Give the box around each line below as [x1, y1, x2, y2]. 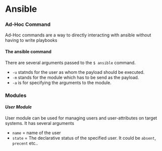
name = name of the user [12, 129, 61, 136]
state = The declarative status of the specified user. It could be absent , [12, 135, 156, 141]
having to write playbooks [5, 37, 57, 43]
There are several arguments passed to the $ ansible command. [5, 60, 136, 65]
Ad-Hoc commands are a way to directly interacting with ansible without [5, 32, 151, 38]
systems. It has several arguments [5, 120, 75, 126]
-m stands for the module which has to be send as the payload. [12, 74, 139, 80]
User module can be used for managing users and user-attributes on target [5, 115, 157, 121]
